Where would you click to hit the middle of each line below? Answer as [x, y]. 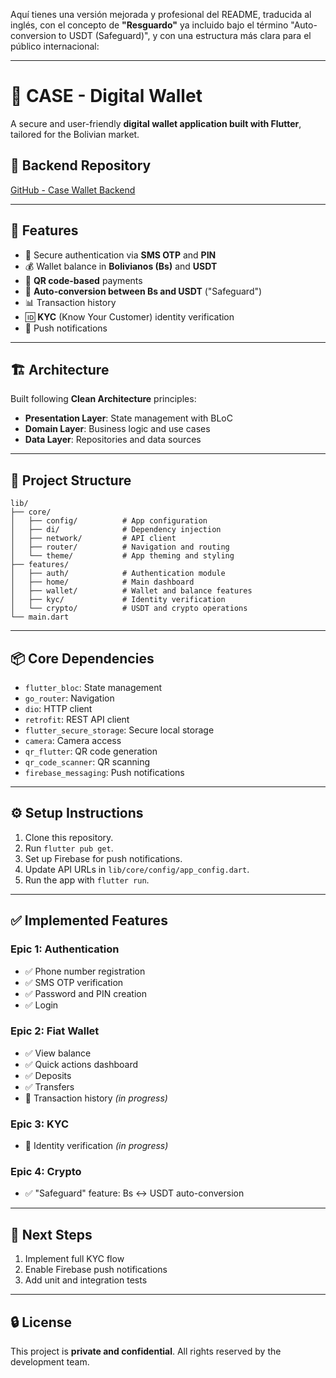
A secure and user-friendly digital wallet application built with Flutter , [156, 123]
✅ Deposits [48, 1075]
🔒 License [41, 1322]
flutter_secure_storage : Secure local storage [119, 730]
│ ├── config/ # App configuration [109, 521]
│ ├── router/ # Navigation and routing [120, 547]
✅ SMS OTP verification [74, 982]
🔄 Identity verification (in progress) [96, 1146]
